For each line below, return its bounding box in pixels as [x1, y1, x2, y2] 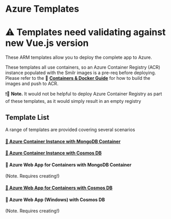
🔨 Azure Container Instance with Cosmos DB [5, 150, 102, 156]
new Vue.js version [5, 37, 89, 49]
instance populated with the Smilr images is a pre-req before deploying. [5, 70, 156, 76]
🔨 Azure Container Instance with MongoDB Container [5, 138, 121, 144]
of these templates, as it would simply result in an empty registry [5, 98, 141, 104]
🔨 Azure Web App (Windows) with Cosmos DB [5, 196, 105, 203]
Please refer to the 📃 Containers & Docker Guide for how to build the [5, 75, 151, 81]
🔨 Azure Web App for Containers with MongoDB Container [5, 162, 132, 168]
